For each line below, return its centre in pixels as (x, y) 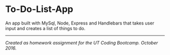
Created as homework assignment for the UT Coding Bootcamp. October (82, 42)
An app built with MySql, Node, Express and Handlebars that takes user (80, 23)
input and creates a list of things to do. (46, 28)
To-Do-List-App (39, 9)
